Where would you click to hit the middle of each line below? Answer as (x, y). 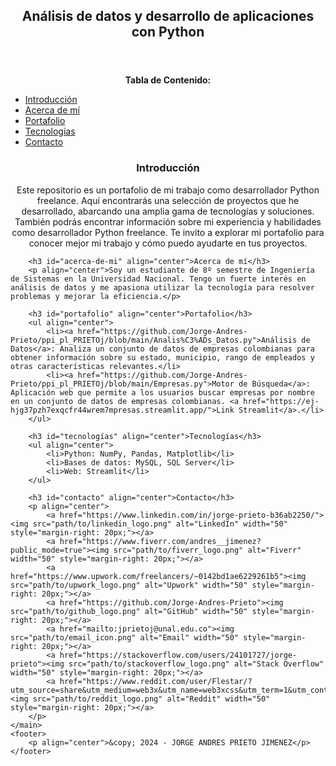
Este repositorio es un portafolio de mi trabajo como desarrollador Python (168, 190)
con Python (168, 32)
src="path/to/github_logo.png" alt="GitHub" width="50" (129, 611)
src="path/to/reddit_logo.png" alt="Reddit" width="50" (151, 699)
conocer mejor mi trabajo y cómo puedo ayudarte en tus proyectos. (168, 243)
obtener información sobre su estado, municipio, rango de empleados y (162, 357)
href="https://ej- (281, 401)
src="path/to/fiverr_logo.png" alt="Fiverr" (207, 550)
